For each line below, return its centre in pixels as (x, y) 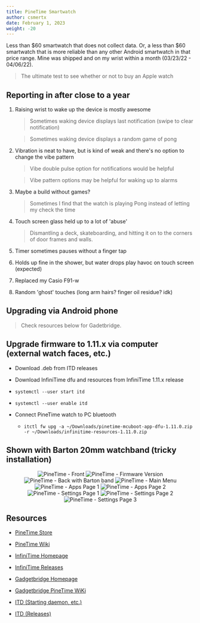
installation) (29, 460)
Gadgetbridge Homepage (46, 579)
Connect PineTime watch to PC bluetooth (65, 415)
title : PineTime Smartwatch (41, 12)
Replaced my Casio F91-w (47, 281)
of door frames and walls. (61, 240)
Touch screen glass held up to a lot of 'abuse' (71, 222)
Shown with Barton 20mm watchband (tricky (91, 450)
